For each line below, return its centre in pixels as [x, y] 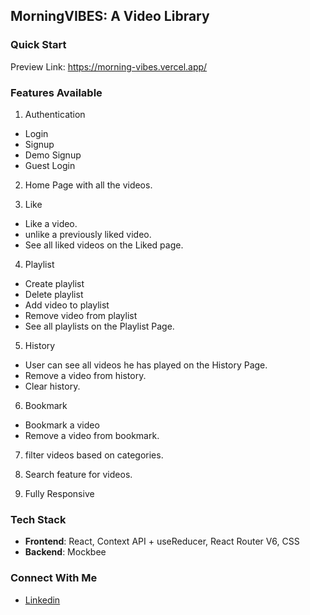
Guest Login [50, 165]
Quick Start [38, 45]
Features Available [56, 92]
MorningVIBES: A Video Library [110, 16]
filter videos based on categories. [94, 455]
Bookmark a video [62, 425]
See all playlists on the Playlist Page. [99, 326]
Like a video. [51, 223]
